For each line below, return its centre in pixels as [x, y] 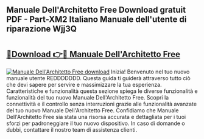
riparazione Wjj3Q [42, 29]
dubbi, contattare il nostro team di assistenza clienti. [72, 130]
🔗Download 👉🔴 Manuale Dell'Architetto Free [93, 54]
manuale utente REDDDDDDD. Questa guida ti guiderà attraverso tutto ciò [98, 78]
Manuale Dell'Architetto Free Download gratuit [96, 10]
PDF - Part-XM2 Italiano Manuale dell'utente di [97, 20]
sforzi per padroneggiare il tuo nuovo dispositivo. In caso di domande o [96, 123]
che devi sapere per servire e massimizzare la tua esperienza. [84, 85]
